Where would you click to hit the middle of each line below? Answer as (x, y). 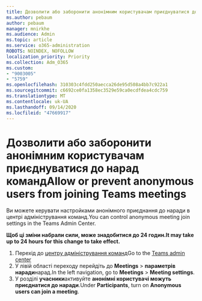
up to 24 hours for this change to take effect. (63, 241)
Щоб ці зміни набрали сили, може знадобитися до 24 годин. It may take (100, 235)
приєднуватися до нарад (73, 168)
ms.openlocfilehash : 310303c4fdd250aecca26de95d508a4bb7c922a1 (87, 85)
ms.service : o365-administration (48, 46)
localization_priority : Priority (48, 57)
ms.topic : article (29, 40)
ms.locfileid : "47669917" (38, 113)
